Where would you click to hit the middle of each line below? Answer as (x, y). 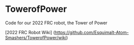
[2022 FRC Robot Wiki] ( (30, 32)
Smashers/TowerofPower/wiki (36, 38)
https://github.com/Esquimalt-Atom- (92, 32)
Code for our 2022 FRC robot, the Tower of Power (56, 23)
